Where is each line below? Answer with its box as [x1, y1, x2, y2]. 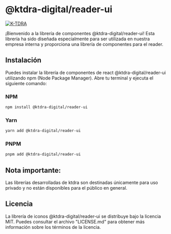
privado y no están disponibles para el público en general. [5, 185, 128, 191]
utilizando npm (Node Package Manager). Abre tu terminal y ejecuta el [5, 75, 154, 81]
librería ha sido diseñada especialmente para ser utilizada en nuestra [5, 36, 150, 42]
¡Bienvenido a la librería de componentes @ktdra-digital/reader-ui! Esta [5, 30, 155, 36]
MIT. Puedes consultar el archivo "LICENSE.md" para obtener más [5, 218, 145, 225]
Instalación [5, 56, 42, 65]
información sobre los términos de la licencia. [5, 224, 101, 230]
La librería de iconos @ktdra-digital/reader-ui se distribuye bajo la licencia [5, 213, 161, 219]
